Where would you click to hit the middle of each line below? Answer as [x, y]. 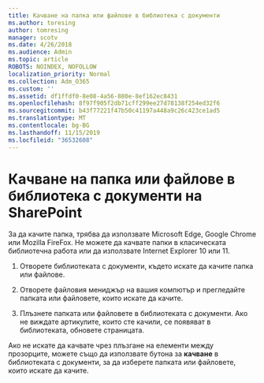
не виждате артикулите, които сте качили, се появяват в [115, 322]
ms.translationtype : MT [47, 118]
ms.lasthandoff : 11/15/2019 [54, 132]
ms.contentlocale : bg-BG [49, 125]
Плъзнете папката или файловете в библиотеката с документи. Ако [134, 314]
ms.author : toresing [42, 23]
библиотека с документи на [105, 196]
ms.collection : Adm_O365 [49, 81]
